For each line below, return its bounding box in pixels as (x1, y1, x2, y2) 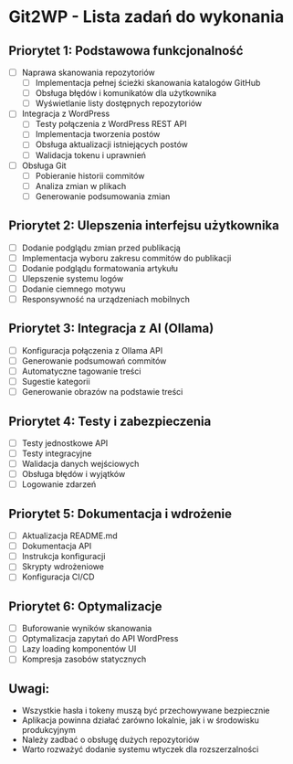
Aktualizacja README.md (21, 530, 118, 541)
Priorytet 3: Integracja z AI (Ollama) (8, 321, 215, 336)
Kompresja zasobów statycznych (21, 653, 147, 664)
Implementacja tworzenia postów (35, 129, 161, 140)
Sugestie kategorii (21, 377, 90, 387)
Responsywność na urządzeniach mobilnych (21, 293, 191, 304)
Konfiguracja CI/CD (21, 571, 95, 582)
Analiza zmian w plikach (35, 180, 127, 191)
